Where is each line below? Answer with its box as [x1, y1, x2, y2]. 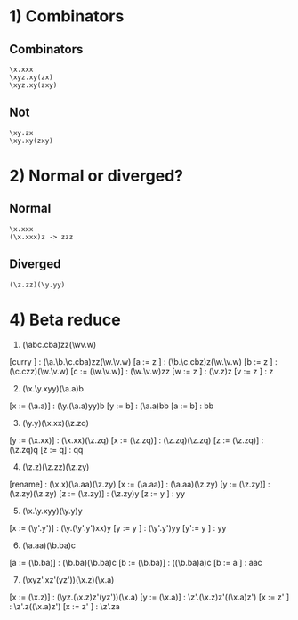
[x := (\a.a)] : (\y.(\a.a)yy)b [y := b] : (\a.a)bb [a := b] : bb [9, 400, 214, 411]
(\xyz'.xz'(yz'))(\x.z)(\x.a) [21, 574, 115, 584]
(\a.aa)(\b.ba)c [21, 540, 77, 551]
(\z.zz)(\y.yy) [9, 280, 66, 289]
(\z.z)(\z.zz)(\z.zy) [21, 461, 90, 472]
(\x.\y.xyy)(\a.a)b [21, 382, 85, 393]
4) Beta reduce [9, 310, 122, 330]
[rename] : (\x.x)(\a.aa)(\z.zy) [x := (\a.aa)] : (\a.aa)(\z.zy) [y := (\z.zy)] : [9, 479, 270, 489]
